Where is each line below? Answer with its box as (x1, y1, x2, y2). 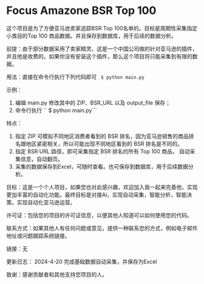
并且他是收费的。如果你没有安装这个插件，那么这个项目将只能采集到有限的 (6, 52, 192, 60)
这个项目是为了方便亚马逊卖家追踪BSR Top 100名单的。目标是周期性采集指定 (6, 24, 198, 32)
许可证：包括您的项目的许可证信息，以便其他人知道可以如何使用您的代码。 (6, 211, 192, 219)
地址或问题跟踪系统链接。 (6, 232, 70, 239)
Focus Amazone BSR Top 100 (6, 4, 157, 18)
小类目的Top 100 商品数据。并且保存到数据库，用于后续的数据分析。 (6, 32, 177, 40)
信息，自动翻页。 (20, 155, 64, 162)
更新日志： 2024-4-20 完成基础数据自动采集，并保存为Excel (6, 258, 157, 265)
